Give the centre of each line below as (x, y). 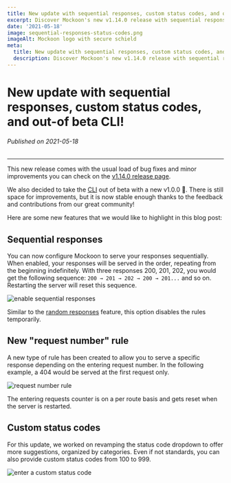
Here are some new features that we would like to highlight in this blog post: (114, 218)
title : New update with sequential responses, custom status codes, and (113, 13)
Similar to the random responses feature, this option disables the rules (107, 311)
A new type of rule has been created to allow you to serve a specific (104, 357)
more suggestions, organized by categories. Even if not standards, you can (113, 451)
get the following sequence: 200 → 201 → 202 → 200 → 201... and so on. (109, 278)
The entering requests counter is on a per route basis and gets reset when (112, 399)
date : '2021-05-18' (35, 26)
